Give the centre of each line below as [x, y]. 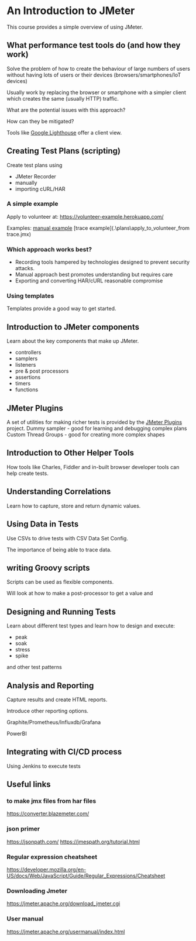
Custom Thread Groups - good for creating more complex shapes [86, 435]
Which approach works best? [49, 249]
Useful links [29, 785]
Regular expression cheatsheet [52, 857]
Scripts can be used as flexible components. [60, 582]
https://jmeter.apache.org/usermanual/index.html [66, 932]
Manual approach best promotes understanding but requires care [94, 275]
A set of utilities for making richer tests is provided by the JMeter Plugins [94, 422]
